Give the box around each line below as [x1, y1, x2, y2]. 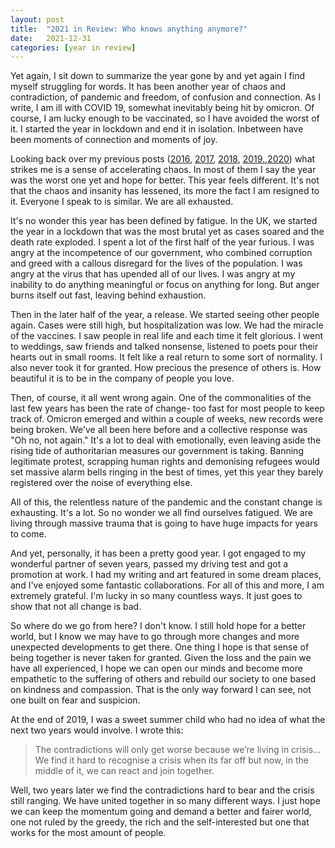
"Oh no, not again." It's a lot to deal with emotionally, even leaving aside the [10, 434, 322, 446]
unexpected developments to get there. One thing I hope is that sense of [10, 641, 310, 653]
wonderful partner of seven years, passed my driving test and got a [10, 558, 289, 570]
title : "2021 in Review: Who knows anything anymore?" [10, 24, 248, 34]
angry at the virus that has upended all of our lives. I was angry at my [10, 268, 296, 280]
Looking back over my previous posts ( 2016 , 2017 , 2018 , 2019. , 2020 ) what [10, 153, 316, 165]
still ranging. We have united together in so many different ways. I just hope [10, 795, 321, 807]
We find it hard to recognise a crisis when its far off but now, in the [34, 754, 309, 766]
